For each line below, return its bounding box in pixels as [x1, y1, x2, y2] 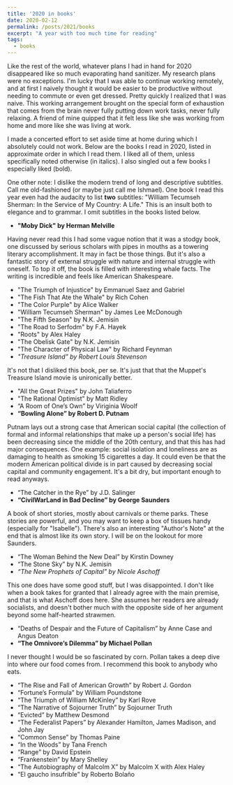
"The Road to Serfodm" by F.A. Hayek [17, 323, 127, 331]
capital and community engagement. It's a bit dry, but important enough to [7, 468, 221, 475]
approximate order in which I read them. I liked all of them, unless [7, 150, 195, 158]
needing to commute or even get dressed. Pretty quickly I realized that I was [7, 92, 227, 100]
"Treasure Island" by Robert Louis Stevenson [17, 352, 147, 361]
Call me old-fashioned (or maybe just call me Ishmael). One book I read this [7, 186, 225, 194]
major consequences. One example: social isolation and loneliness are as [7, 445, 218, 453]
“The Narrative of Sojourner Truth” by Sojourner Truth [17, 703, 172, 712]
